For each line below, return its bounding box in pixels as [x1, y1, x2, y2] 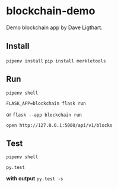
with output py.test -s [6, 175, 63, 182]
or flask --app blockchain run [6, 111, 82, 118]
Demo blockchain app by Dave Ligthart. [6, 24, 103, 31]
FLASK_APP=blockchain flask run [6, 100, 86, 106]
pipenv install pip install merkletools [6, 58, 106, 64]
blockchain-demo [6, 4, 95, 18]
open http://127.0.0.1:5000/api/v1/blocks [6, 122, 113, 129]
